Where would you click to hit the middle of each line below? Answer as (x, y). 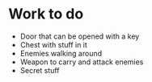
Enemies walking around (61, 53)
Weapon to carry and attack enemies (82, 62)
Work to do (46, 14)
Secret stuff (40, 70)
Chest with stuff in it (53, 44)
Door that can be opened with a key (80, 36)
